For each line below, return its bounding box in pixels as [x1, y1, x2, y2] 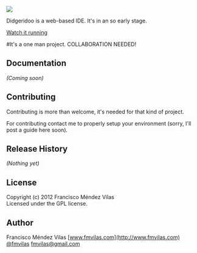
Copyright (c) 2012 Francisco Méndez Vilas [6, 194, 114, 201]
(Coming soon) [6, 74, 44, 81]
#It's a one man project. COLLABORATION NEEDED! [6, 41, 137, 48]
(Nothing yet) [6, 160, 40, 167]
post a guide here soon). [6, 126, 68, 133]
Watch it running [6, 29, 47, 36]
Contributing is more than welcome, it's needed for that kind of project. [6, 108, 184, 115]
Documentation [6, 58, 67, 69]
